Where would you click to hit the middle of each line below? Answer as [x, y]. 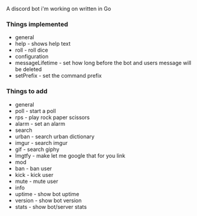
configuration [32, 57]
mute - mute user [36, 181]
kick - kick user [34, 174]
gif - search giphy [37, 149]
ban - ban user [33, 168]
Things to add [27, 91]
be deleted [28, 69]
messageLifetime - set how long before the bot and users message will [103, 63]
